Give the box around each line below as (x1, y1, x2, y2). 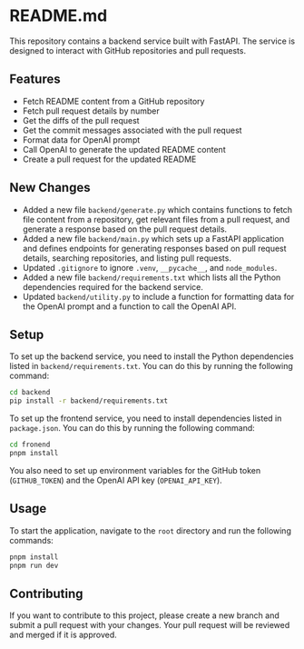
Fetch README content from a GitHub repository (22, 95, 205, 106)
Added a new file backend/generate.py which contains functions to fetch (22, 204, 293, 215)
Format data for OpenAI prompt (22, 134, 141, 145)
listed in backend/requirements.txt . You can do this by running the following (9, 361, 293, 372)
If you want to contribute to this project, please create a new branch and (9, 610, 279, 621)
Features (9, 72, 61, 87)
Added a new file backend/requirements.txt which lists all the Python (22, 272, 281, 283)
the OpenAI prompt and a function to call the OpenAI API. (22, 301, 237, 312)
